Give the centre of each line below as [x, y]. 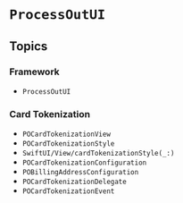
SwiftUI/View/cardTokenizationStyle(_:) [98, 154]
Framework [34, 72]
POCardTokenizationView [67, 135]
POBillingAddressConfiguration [80, 173]
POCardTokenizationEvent [68, 191]
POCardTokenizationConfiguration [84, 163]
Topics [29, 46]
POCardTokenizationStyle [68, 144]
